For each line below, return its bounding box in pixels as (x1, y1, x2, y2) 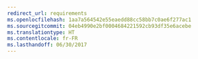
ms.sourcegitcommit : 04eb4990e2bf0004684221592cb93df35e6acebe (7, 22, 192, 29)
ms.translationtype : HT (7, 28, 75, 36)
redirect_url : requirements (7, 9, 88, 17)
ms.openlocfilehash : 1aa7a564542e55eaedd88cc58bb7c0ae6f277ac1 (7, 16, 192, 23)
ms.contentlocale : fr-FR (7, 35, 78, 42)
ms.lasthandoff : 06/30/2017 (7, 41, 88, 48)
